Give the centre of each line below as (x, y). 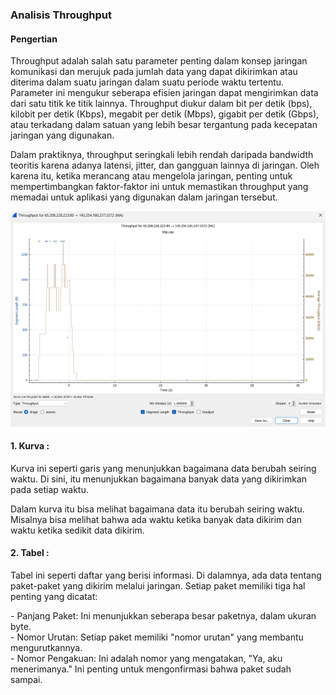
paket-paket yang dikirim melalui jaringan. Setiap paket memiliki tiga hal (158, 586)
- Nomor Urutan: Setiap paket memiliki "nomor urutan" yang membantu (157, 637)
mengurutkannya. (46, 648)
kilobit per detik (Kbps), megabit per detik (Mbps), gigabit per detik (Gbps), (165, 114)
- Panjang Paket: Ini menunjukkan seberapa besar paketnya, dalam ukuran (163, 616)
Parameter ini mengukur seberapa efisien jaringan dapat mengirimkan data (164, 93)
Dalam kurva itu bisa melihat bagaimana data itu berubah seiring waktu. (157, 509)
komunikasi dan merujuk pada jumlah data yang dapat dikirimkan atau (154, 72)
